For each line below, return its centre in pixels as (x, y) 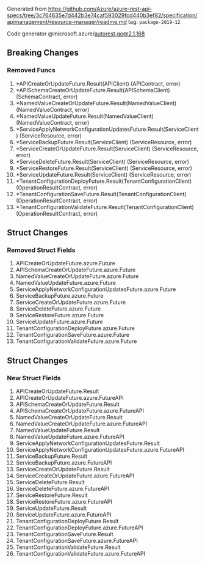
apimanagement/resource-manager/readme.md (67, 22)
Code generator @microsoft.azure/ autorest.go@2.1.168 (76, 34)
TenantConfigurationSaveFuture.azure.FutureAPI (77, 541)
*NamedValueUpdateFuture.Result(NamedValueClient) (85, 116)
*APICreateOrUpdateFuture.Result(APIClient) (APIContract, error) (98, 83)
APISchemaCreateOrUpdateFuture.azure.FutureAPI (80, 411)
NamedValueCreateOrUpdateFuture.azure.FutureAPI (81, 424)
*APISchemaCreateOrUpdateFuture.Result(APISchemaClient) (93, 90)
